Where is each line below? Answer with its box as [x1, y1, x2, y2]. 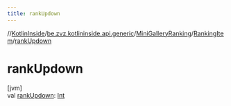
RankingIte [193, 29, 224, 37]
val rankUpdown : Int [7, 91, 65, 99]
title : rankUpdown [7, 10, 60, 17]
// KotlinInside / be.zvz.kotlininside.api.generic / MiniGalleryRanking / [7, 29, 194, 37]
